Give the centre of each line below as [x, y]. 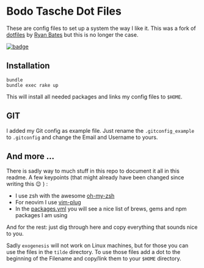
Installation [28, 66]
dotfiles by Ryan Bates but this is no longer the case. [72, 34]
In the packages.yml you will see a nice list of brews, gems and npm [101, 209]
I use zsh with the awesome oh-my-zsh [65, 196]
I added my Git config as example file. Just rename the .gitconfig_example [100, 130]
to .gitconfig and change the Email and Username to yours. [82, 137]
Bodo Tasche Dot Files [64, 11]
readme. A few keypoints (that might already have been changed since [95, 177]
